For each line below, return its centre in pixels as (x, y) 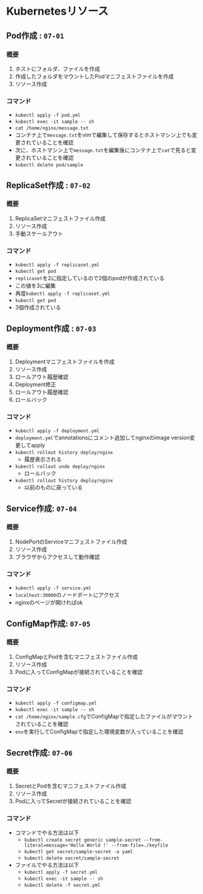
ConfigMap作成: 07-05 (48, 623)
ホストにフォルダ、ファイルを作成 (58, 69)
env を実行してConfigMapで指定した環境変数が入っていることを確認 (99, 732)
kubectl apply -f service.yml (53, 588)
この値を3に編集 (35, 286)
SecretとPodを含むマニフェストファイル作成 (71, 786)
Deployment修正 (35, 384)
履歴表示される (43, 459)
